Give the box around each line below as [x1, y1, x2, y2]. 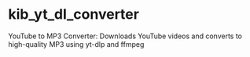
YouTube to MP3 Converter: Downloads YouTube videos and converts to [8, 31, 242, 41]
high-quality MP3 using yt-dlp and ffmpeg [8, 39, 145, 48]
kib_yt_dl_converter [8, 5, 140, 23]
